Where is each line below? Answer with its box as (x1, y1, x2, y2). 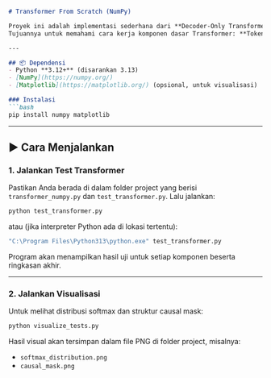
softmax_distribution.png (19, 354, 107, 362)
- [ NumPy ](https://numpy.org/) (8, 73, 114, 82)
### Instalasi (8, 96, 56, 104)
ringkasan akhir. (8, 260, 62, 270)
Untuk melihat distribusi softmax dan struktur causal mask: (8, 306, 204, 316)
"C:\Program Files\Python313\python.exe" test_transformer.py (8, 238, 222, 246)
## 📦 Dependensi (8, 59, 66, 67)
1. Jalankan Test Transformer (8, 164, 125, 176)
